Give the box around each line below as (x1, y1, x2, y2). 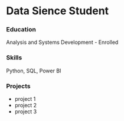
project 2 (14, 102, 37, 109)
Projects (6, 82, 31, 90)
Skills (6, 53, 22, 62)
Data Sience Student (6, 4, 109, 18)
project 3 (14, 108, 37, 115)
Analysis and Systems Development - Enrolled (6, 39, 119, 46)
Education (6, 26, 37, 34)
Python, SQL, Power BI (6, 67, 61, 74)
